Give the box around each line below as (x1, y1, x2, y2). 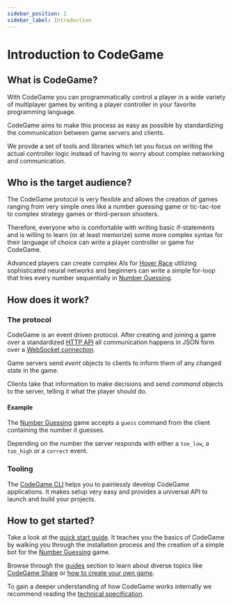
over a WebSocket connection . (7, 346, 95, 353)
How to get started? (7, 515, 95, 526)
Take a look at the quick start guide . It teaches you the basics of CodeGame (7, 533, 225, 542)
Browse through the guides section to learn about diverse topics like (7, 561, 203, 570)
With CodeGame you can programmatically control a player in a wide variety (7, 92, 226, 101)
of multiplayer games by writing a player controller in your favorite (7, 100, 196, 108)
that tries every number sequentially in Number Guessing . (7, 274, 172, 282)
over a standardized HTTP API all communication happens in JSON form (7, 338, 215, 346)
